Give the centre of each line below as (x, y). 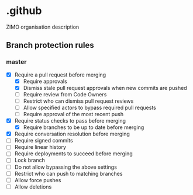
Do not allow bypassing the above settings (66, 167)
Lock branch (30, 160)
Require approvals (45, 81)
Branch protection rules (50, 45)
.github (24, 11)
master (16, 62)
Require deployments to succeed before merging (73, 154)
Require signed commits (44, 141)
